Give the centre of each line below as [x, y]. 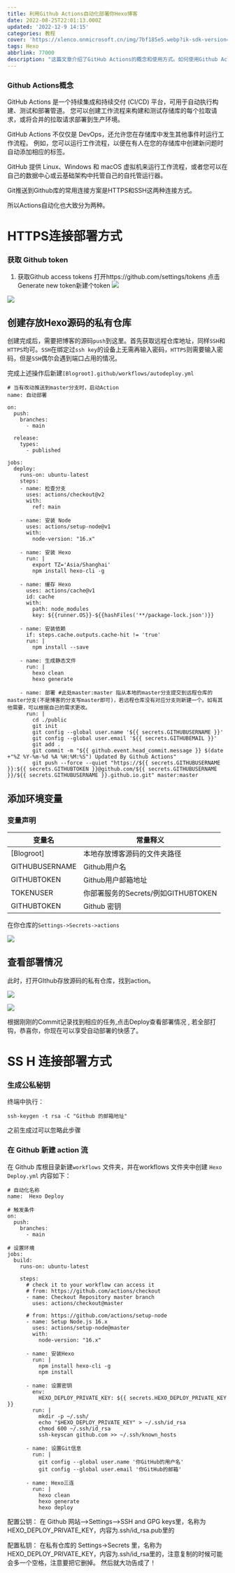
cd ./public [50, 720]
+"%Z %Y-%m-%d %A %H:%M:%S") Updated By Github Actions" [92, 757]
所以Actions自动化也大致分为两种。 [58, 205]
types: [29, 445]
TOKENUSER [32, 893]
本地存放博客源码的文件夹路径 [133, 854]
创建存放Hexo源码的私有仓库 [69, 322]
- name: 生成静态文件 [48, 661]
